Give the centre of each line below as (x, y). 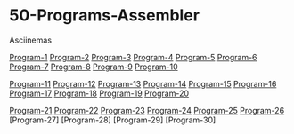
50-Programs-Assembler (105, 16)
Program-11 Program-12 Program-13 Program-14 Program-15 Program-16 (143, 83)
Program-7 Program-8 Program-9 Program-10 (94, 67)
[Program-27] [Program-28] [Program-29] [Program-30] (113, 120)
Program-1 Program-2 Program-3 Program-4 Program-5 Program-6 (133, 57)
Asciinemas (30, 40)
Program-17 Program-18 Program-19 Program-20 (99, 93)
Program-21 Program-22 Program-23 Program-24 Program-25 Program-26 (147, 110)
